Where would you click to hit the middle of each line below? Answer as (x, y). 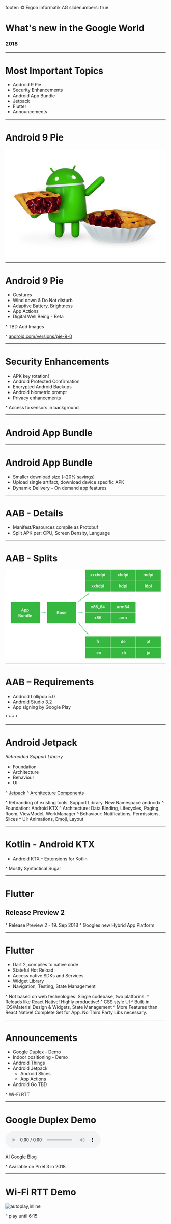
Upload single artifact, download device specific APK (68, 482)
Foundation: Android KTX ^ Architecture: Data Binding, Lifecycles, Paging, (83, 808)
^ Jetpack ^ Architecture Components (45, 793)
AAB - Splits (31, 558)
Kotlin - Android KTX (50, 844)
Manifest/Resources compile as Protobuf (55, 527)
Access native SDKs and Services (48, 975)
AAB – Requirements (50, 682)
